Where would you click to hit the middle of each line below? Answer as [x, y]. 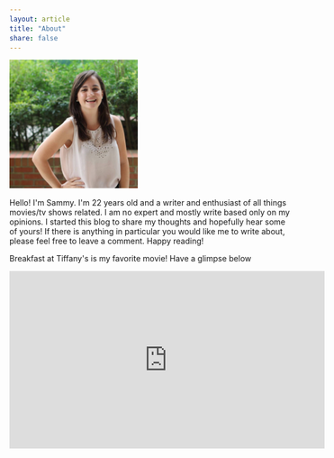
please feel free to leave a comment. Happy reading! [107, 241]
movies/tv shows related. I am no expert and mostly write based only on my [150, 213]
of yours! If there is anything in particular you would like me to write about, [147, 232]
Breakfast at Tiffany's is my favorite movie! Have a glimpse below [131, 259]
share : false [34, 38]
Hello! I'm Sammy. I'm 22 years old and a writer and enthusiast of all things [148, 203]
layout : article [40, 19]
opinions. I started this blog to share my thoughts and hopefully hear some [148, 222]
